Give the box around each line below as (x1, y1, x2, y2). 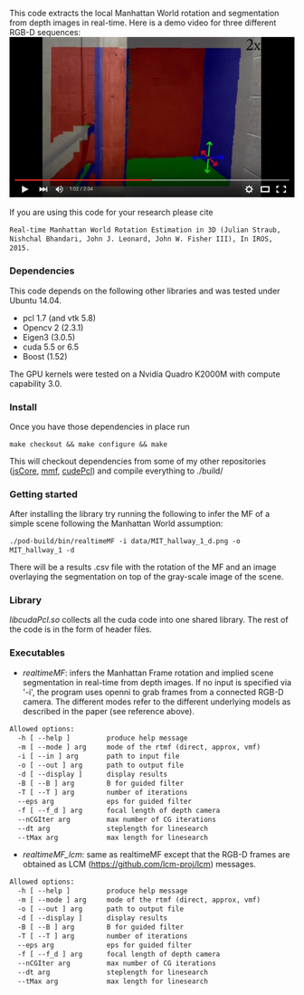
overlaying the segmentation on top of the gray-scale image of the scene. (9, 571, 284, 582)
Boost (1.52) (22, 350, 68, 361)
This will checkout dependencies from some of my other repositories (9, 455, 267, 466)
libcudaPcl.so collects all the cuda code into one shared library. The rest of (9, 615, 289, 626)
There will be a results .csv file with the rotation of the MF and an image (9, 561, 277, 573)
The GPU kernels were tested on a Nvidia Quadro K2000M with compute (9, 368, 280, 379)
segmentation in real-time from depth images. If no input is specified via (22, 676, 292, 687)
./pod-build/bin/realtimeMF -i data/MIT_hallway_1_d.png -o (9, 537, 242, 546)
